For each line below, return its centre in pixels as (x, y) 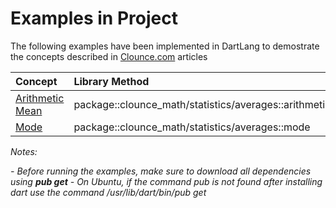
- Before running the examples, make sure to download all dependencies (161, 171)
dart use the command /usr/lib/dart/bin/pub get (108, 192)
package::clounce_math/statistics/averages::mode (192, 127)
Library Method (111, 81)
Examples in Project (94, 18)
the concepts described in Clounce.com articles (109, 56)
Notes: (24, 151)
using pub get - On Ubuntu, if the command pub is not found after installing (166, 181)
